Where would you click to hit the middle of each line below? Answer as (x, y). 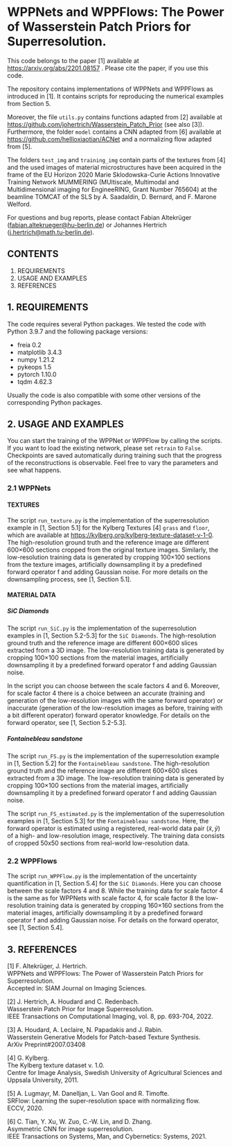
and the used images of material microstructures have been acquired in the (114, 167)
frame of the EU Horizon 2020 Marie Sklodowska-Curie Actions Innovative (114, 175)
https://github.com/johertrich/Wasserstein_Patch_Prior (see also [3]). (106, 124)
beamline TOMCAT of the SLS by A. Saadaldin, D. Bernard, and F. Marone (112, 196)
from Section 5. (29, 103)
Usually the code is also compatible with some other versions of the (104, 395)
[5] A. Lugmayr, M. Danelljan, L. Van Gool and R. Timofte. (88, 1094)
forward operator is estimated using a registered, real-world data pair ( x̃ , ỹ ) (114, 828)
